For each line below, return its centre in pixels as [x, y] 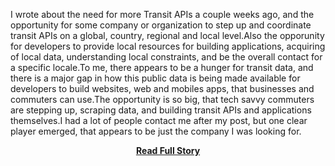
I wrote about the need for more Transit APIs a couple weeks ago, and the [162, 14]
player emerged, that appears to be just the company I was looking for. [156, 131]
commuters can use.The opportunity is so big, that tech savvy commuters [162, 99]
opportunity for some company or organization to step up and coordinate [161, 25]
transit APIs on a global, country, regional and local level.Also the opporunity [167, 35]
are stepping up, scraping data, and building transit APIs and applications [161, 110]
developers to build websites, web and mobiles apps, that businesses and [162, 88]
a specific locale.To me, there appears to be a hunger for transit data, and [162, 67]
